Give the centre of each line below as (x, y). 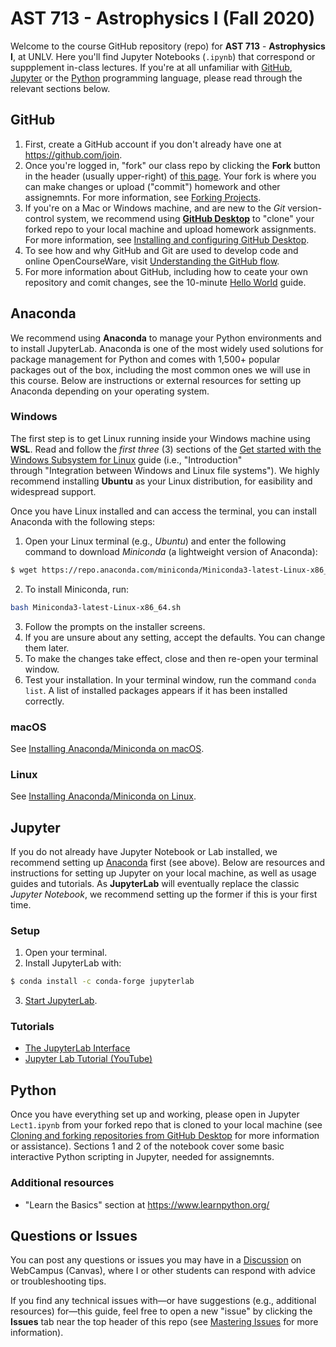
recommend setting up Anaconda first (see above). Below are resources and (168, 863)
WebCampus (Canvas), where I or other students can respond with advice (163, 1271)
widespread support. (53, 491)
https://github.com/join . (73, 154)
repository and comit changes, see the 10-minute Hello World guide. (165, 282)
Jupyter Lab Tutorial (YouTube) (88, 1059)
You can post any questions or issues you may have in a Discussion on (156, 1260)
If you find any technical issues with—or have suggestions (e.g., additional (163, 1301)
